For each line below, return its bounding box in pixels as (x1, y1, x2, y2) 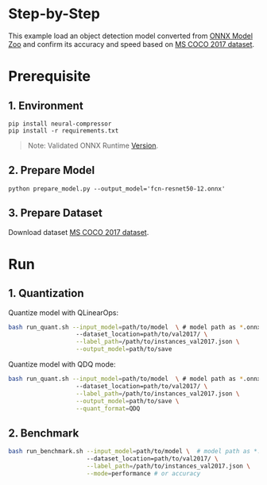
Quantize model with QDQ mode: (8, 360, 116, 369)
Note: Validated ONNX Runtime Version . (27, 140, 159, 150)
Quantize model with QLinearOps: (8, 307, 119, 318)
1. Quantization (8, 287, 84, 300)
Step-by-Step (8, 5, 101, 23)
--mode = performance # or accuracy (86, 469, 201, 477)
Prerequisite (8, 67, 91, 86)
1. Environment (8, 98, 83, 112)
